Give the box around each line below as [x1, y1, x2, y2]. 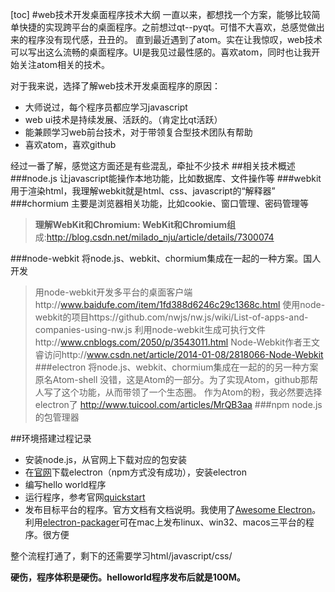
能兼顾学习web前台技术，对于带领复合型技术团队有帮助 [24, 126, 253, 138]
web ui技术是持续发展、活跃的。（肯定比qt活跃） [24, 114, 223, 125]
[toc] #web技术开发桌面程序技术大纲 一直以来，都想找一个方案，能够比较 [10, 9, 312, 20]
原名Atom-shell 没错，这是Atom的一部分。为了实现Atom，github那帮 [34, 374, 318, 385]
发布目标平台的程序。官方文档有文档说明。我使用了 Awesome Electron [24, 504, 313, 515]
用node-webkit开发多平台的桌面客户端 [34, 286, 193, 298]
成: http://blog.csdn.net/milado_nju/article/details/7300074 [34, 231, 275, 243]
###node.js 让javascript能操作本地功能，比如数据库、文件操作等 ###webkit [10, 173, 322, 184]
